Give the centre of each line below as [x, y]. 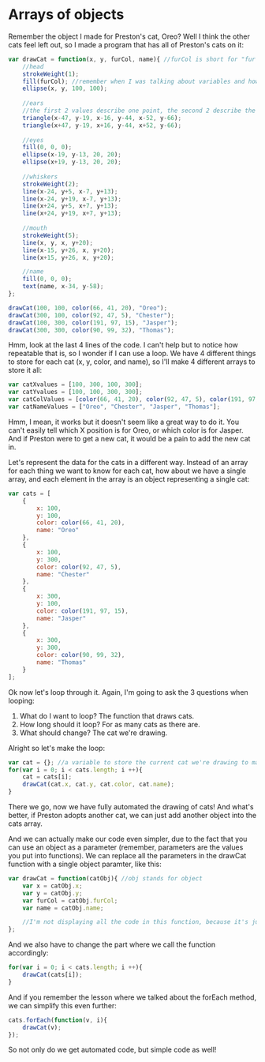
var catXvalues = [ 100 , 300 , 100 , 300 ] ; [76, 385]
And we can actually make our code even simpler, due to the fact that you [128, 839]
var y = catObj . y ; [52, 893]
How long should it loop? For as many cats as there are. [110, 724]
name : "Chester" [63, 574]
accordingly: [28, 953]
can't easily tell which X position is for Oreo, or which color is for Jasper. [126, 430]
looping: [22, 700]
